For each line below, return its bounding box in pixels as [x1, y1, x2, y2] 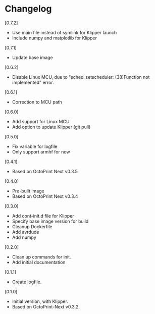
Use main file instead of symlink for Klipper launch [12, 29, 117, 35]
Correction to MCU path [12, 99, 63, 105]
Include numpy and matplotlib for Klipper [12, 35, 97, 41]
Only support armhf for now [12, 148, 70, 154]
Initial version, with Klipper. [12, 298, 69, 304]
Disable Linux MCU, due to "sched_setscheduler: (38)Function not [12, 74, 150, 80]
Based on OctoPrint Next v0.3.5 [12, 168, 78, 174]
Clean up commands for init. [12, 253, 71, 260]
